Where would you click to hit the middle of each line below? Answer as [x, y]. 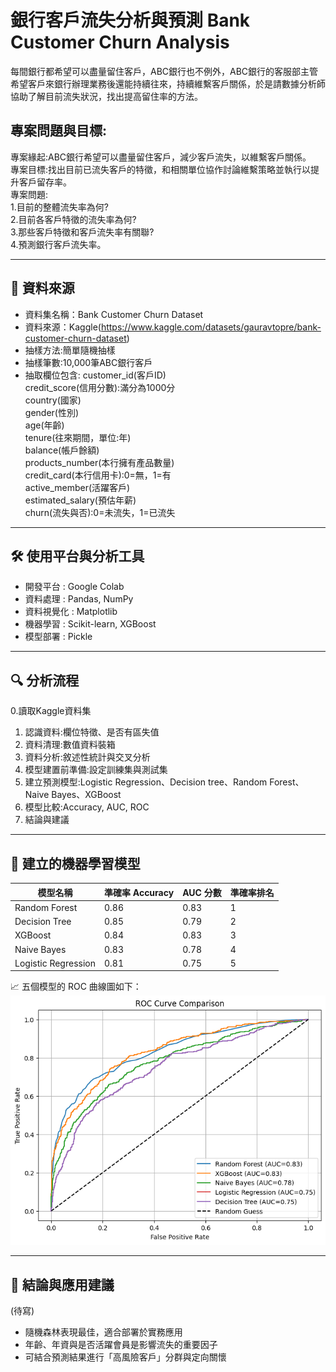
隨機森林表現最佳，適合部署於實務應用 [103, 1332]
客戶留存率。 [45, 182]
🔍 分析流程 [45, 680]
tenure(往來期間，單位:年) [78, 437]
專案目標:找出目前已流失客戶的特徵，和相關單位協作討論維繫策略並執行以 [161, 169]
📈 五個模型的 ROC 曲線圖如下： [76, 987]
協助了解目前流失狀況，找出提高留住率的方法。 [106, 96]
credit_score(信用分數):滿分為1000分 [100, 387]
